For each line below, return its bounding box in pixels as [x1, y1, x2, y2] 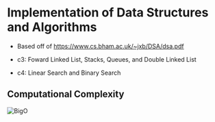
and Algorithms [7, 19, 97, 35]
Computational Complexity [7, 88, 125, 100]
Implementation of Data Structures [7, 5, 209, 21]
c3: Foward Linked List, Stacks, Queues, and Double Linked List [16, 55, 197, 63]
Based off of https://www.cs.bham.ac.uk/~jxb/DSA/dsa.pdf [16, 42, 184, 50]
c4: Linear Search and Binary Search [16, 69, 121, 77]
